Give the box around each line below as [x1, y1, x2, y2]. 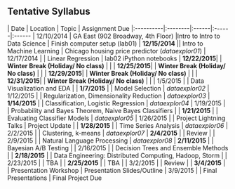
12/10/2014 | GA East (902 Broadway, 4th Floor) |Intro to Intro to [36, 32, 221, 40]
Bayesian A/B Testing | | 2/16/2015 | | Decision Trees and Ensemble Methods [7, 143, 229, 152]
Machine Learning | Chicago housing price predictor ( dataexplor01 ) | [7, 46, 206, 55]
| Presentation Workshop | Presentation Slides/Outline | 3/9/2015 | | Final [7, 166, 217, 174]
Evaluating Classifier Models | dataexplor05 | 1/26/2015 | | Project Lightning [7, 114, 226, 122]
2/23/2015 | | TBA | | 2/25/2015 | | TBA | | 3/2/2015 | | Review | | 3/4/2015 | [7, 158, 226, 167]
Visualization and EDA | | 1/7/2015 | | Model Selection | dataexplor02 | [7, 84, 210, 92]
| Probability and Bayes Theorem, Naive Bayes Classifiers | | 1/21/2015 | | [7, 106, 219, 115]
